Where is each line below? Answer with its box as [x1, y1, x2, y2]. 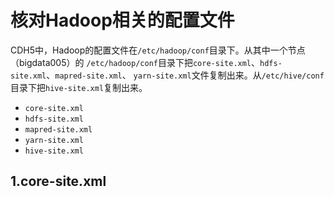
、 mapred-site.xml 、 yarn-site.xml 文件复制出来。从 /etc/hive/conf [46, 69, 325, 81]
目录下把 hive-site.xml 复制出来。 [10, 81, 148, 93]
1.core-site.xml [10, 173, 107, 190]
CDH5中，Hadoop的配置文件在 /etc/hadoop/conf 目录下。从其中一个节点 [10, 44, 306, 56]
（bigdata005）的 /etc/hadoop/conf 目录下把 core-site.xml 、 [10, 56, 261, 68]
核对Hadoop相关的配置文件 [10, 9, 235, 32]
